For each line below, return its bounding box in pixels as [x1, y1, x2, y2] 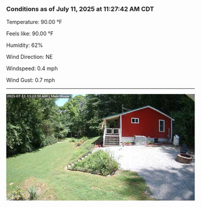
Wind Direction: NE [6, 53, 53, 61]
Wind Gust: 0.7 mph [6, 77, 55, 84]
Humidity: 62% [6, 41, 43, 49]
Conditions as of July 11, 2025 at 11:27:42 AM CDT [6, 5, 154, 13]
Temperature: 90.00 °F [6, 19, 63, 26]
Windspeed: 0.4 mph [6, 65, 58, 72]
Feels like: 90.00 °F [6, 30, 54, 37]
